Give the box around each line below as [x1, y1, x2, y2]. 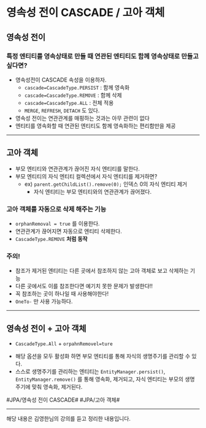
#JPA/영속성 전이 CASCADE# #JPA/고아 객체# [6, 396, 120, 403]
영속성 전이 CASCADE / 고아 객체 [6, 6, 165, 20]
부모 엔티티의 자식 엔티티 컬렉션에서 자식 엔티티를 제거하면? [15, 172, 158, 180]
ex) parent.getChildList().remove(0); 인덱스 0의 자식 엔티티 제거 [24, 180, 188, 188]
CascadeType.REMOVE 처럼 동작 [15, 235, 88, 242]
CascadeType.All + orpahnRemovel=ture [15, 340, 113, 347]
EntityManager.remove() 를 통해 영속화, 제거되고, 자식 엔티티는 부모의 [15, 375, 184, 383]
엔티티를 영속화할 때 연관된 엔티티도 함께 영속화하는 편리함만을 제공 [15, 122, 176, 129]
